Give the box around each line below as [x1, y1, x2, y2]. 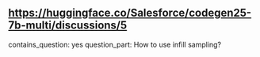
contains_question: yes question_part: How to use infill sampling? [8, 40, 222, 49]
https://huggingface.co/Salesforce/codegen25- [8, 6, 252, 20]
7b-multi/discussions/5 [8, 19, 128, 32]
